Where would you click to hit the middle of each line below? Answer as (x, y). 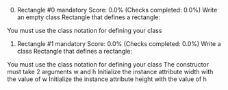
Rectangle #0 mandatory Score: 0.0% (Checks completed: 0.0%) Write (117, 10)
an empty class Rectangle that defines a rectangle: (89, 17)
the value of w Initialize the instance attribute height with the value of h (107, 79)
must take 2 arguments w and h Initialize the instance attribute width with (110, 72)
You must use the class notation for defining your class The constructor (108, 64)
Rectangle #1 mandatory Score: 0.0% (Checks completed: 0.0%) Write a (119, 44)
